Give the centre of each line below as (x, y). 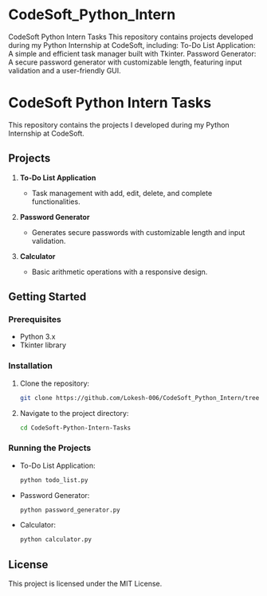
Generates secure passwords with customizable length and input (138, 232)
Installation (31, 366)
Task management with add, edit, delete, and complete (122, 193)
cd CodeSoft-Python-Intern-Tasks (75, 428)
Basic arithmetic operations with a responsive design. (120, 272)
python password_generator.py (70, 510)
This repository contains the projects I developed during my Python (119, 124)
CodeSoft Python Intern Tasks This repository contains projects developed (131, 37)
